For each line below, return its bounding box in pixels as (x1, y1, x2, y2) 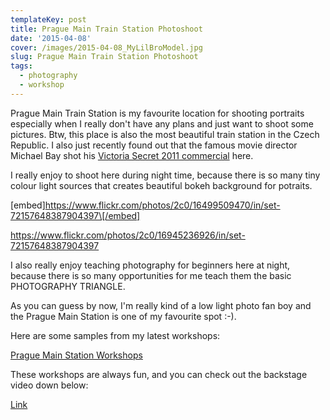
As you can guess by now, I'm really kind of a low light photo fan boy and (10, 299, 312, 311)
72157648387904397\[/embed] (10, 209, 141, 221)
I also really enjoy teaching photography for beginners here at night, (10, 259, 291, 271)
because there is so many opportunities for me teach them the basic (10, 269, 292, 281)
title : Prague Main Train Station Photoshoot (10, 24, 203, 34)
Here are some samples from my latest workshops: (10, 329, 221, 341)
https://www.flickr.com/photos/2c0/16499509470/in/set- (44, 199, 281, 211)
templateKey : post (10, 14, 87, 25)
